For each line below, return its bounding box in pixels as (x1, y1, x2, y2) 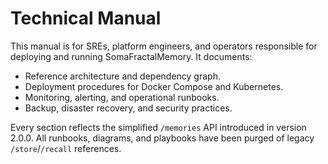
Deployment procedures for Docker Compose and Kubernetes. (24, 80, 284, 92)
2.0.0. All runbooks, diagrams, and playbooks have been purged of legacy (10, 132, 315, 144)
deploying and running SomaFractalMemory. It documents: (10, 50, 253, 62)
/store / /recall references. (10, 142, 122, 154)
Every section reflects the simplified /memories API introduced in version (10, 121, 307, 133)
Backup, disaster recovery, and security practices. (24, 102, 233, 114)
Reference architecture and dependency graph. (24, 70, 221, 82)
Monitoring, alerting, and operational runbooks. (24, 91, 220, 103)
